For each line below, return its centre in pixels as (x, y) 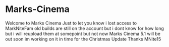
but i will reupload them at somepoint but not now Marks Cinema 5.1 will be (83, 33)
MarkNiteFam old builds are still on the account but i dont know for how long (84, 28)
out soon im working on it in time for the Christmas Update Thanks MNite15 (83, 39)
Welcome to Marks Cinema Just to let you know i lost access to (71, 23)
